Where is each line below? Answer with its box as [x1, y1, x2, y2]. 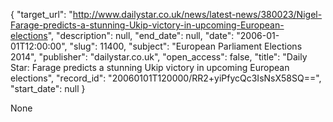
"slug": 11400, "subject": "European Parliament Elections [69, 40, 303, 52]
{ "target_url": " [10, 9, 73, 20]
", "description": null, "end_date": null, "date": [47, 30, 235, 41]
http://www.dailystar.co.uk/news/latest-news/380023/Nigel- [72, 9, 323, 20]
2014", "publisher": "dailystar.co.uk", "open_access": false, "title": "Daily [10, 51, 308, 63]
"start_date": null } [10, 83, 86, 94]
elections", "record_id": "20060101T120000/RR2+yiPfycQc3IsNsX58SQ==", [10, 72, 322, 84]
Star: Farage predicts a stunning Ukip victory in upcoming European [10, 62, 290, 73]
